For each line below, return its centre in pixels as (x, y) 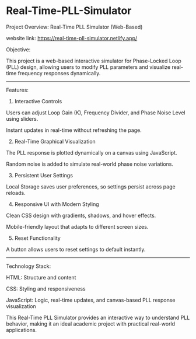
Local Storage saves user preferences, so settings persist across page (91, 186)
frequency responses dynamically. (59, 73)
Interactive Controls (38, 101)
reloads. (16, 193)
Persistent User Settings (43, 175)
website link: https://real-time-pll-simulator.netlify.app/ (72, 38)
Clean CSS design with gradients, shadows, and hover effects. (81, 215)
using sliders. (22, 118)
